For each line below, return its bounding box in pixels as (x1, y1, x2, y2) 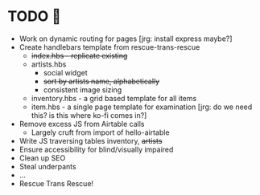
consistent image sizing (43, 84, 122, 95)
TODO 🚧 (7, 7, 62, 26)
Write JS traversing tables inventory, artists (19, 136, 163, 145)
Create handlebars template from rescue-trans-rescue (19, 42, 200, 51)
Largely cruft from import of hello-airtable (31, 128, 170, 137)
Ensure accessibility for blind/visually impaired (19, 144, 174, 154)
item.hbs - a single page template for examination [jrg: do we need (31, 102, 253, 112)
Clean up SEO (19, 152, 66, 163)
